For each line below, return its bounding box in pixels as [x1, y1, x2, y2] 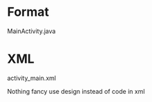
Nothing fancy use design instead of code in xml [7, 87, 145, 95]
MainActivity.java [7, 27, 56, 35]
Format [7, 4, 50, 20]
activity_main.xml [7, 74, 57, 82]
